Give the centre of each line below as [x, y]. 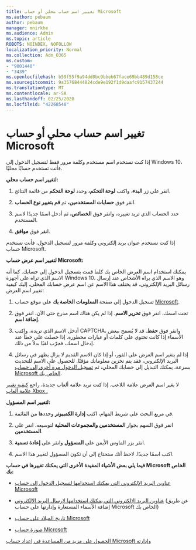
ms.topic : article [28, 39]
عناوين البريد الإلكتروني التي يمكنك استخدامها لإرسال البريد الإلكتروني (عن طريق [101, 501]
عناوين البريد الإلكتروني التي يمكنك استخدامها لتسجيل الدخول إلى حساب [92, 483]
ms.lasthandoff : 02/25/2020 [40, 99]
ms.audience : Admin [30, 33]
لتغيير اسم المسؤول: [28, 402]
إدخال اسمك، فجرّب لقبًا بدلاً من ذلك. [54, 343]
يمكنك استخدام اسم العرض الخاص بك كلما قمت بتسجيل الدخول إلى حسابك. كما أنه [96, 272]
